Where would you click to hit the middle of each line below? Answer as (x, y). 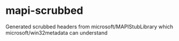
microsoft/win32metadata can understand (57, 32)
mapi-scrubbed (44, 11)
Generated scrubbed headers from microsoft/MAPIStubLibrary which (89, 27)
